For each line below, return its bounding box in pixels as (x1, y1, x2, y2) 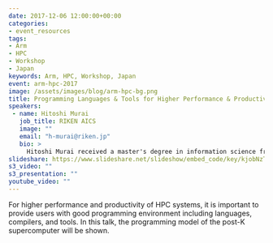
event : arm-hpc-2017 (8, 79, 79, 87)
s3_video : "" (8, 163, 53, 171)
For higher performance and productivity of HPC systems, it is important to (8, 199, 259, 209)
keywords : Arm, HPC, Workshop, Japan (8, 72, 136, 80)
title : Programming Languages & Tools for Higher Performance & (8, 95, 231, 103)
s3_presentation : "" (8, 170, 79, 178)
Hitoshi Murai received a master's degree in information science (26, 147, 256, 156)
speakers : (8, 102, 42, 110)
